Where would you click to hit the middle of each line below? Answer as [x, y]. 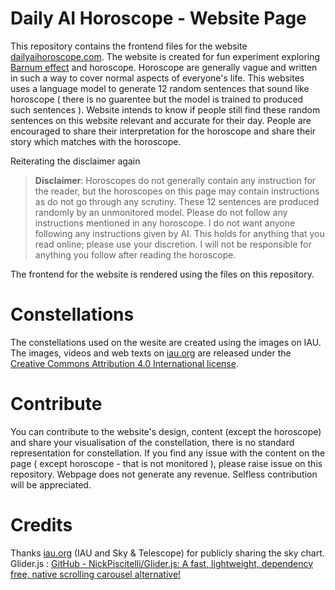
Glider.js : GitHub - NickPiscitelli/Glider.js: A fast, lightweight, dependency [162, 563]
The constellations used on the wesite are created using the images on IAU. [166, 342]
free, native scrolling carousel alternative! [96, 574]
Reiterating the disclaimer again [75, 161]
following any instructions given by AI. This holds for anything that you [179, 233]
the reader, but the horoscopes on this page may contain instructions [177, 191]
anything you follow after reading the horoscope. [135, 254]
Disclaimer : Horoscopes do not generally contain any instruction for [175, 180]
